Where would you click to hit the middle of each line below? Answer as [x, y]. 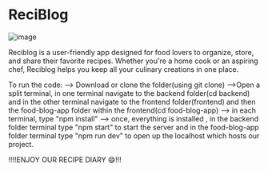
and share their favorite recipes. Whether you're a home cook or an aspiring [133, 61]
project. [21, 144]
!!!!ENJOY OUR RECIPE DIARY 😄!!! [65, 159]
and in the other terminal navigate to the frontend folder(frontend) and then [132, 101]
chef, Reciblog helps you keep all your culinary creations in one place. [124, 69]
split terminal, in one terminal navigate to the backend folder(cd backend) [129, 93]
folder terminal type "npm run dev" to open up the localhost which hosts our [134, 135]
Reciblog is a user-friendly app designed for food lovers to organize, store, [131, 52]
